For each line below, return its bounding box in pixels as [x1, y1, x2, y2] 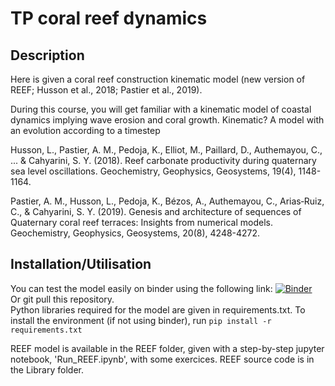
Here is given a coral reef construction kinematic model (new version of [10, 73, 306, 85]
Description [10, 47, 85, 64]
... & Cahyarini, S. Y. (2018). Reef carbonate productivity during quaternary [10, 155, 317, 166]
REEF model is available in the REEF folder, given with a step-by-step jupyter [10, 342, 325, 354]
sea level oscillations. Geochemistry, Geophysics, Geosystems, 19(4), [10, 165, 297, 177]
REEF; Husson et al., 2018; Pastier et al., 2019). [10, 84, 203, 96]
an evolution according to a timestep [10, 125, 161, 136]
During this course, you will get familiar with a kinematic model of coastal [10, 103, 312, 115]
